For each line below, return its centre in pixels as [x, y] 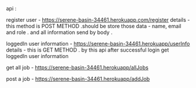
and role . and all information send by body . [59, 32]
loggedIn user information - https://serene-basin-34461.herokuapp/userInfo [98, 44]
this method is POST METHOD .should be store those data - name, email [94, 26]
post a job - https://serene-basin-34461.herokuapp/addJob [78, 79]
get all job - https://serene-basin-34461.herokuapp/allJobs [77, 67]
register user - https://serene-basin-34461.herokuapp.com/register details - [98, 20]
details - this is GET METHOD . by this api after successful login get [87, 50]
